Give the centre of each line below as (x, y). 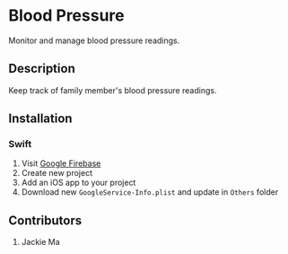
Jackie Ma (40, 242)
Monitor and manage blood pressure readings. (94, 40)
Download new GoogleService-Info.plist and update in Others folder (150, 192)
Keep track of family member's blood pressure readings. (113, 90)
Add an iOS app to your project (79, 183)
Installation (40, 119)
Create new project (57, 173)
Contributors (45, 220)
